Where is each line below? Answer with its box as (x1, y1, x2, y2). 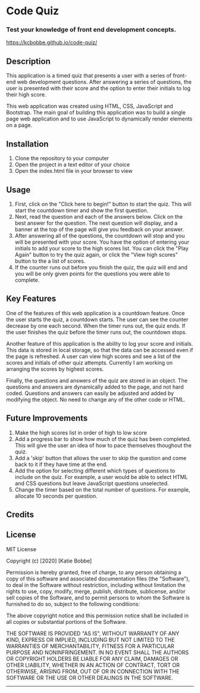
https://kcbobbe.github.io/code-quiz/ (6, 39, 98, 46)
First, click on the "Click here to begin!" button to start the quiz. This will (14, 200, 192, 207)
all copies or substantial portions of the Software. (6, 618, 127, 625)
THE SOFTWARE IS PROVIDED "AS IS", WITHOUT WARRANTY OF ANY (6, 630, 180, 637)
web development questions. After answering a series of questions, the (17, 79, 192, 86)
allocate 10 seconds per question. (14, 492, 98, 499)
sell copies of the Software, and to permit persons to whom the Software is (6, 594, 190, 601)
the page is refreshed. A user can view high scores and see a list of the (6, 353, 181, 360)
